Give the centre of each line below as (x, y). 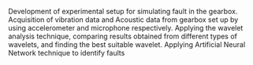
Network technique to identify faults (67, 53)
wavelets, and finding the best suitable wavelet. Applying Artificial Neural (127, 45)
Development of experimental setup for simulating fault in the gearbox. (123, 11)
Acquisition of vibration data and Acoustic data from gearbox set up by (123, 20)
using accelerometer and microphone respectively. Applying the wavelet (126, 28)
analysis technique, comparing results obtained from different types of (123, 36)
